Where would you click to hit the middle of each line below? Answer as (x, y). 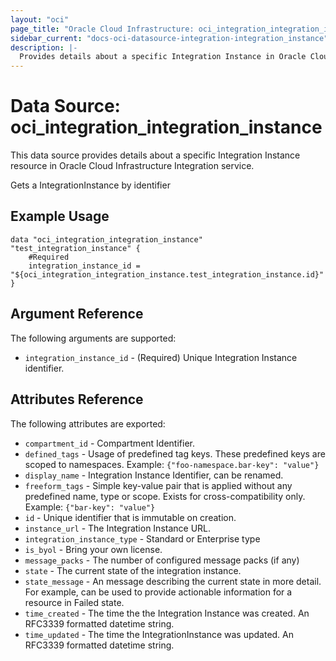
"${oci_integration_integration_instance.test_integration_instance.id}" (167, 274)
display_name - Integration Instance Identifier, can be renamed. (154, 475)
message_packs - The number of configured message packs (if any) (162, 560)
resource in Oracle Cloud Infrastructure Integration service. (132, 166)
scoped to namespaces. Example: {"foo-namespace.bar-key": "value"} (172, 464)
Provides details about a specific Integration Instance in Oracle (163, 57)
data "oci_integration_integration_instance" (106, 239)
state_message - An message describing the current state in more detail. (173, 581)
